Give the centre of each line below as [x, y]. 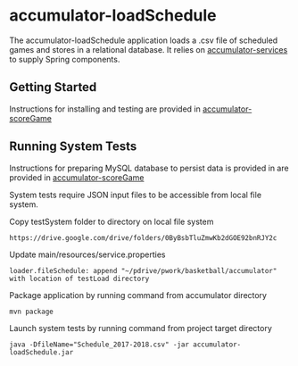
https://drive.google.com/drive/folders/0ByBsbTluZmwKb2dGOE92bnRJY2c [143, 237]
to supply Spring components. [65, 59]
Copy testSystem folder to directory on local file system [112, 221]
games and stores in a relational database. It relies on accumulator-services [149, 49]
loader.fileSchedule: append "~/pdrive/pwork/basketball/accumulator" [143, 270]
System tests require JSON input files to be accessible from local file [135, 195]
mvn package [31, 312]
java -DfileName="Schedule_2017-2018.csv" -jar [99, 345]
